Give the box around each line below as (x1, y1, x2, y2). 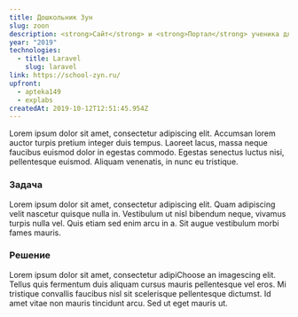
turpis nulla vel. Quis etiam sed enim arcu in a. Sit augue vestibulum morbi (9, 218, 279, 228)
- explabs (17, 95, 53, 105)
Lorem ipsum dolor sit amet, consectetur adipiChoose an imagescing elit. (9, 269, 277, 280)
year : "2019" (9, 37, 58, 47)
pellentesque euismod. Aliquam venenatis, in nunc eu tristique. (9, 156, 239, 167)
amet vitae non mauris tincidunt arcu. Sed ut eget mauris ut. (9, 297, 228, 308)
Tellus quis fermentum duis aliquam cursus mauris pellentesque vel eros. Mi (9, 279, 286, 289)
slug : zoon (9, 21, 50, 30)
